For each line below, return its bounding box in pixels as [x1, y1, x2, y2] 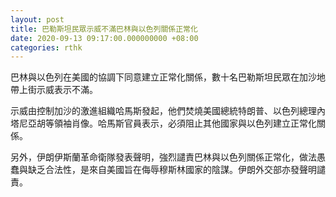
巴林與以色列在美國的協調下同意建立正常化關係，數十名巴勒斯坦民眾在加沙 [10, 71, 317, 83]
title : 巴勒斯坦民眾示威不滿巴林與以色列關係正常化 [10, 24, 198, 34]
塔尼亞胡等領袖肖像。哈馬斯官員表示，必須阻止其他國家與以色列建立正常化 [10, 117, 317, 130]
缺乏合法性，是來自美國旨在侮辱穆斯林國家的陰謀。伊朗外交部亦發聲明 [27, 164, 317, 176]
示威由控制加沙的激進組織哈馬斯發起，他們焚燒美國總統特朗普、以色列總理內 [10, 105, 326, 117]
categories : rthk [10, 42, 83, 53]
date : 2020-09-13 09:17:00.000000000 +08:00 [10, 33, 199, 43]
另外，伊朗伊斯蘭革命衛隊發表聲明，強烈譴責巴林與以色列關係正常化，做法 [10, 151, 317, 163]
